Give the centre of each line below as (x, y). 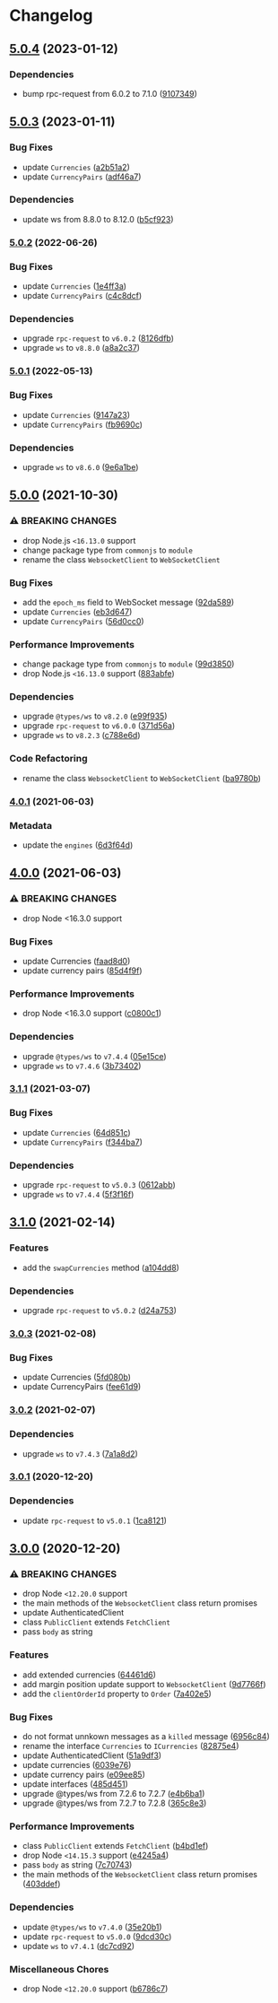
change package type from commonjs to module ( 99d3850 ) (128, 664)
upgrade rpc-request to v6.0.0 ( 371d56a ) (99, 726)
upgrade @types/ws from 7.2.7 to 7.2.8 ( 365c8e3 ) (114, 1803)
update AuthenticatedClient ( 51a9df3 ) (92, 1755)
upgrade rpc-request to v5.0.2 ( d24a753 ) (100, 1311)
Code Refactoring (48, 759)
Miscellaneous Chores (59, 1969)
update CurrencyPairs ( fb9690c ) (83, 424)
